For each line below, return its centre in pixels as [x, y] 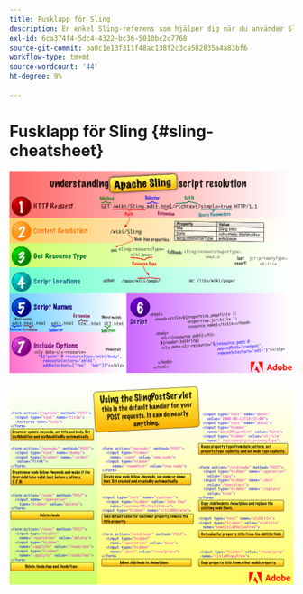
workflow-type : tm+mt [50, 57]
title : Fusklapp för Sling [60, 19]
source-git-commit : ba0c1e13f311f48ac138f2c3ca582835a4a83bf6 [129, 48]
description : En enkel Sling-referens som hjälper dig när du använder [147, 28]
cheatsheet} [57, 150]
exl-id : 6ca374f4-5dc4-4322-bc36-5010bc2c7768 [98, 38]
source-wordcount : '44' [54, 67]
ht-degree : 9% [36, 77]
